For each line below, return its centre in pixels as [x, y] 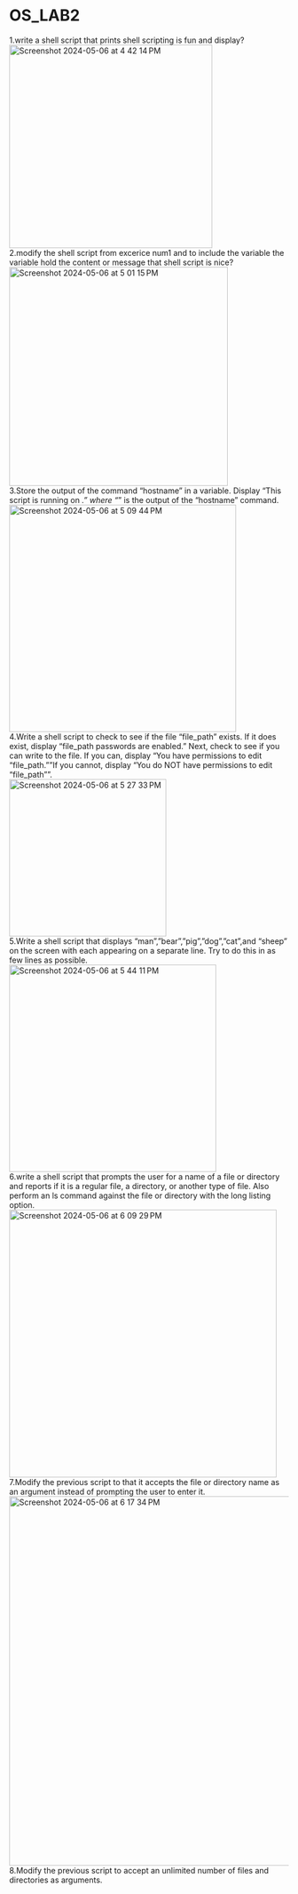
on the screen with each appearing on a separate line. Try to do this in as [143, 950]
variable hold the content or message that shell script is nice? [122, 262]
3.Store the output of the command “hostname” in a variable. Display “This [145, 491]
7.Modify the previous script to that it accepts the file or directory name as [145, 1482]
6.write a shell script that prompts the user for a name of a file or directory [145, 1176]
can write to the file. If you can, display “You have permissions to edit [136, 755]
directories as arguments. [56, 1880]
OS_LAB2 [45, 16]
